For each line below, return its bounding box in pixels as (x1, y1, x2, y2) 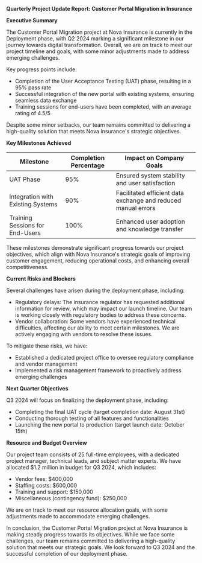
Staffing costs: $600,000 (14, 482, 78, 489)
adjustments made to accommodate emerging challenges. (6, 513, 150, 520)
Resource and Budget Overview (6, 439, 87, 446)
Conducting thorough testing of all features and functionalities (14, 415, 170, 422)
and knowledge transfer (116, 225, 183, 233)
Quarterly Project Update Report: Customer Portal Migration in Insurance (6, 5, 192, 12)
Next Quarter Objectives (6, 385, 69, 392)
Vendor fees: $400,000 (14, 476, 73, 482)
